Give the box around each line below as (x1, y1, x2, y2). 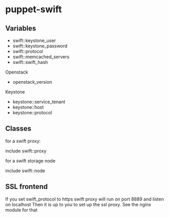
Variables (5, 24, 37, 33)
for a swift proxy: (5, 138, 41, 144)
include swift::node (5, 167, 45, 174)
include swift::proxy (5, 148, 47, 154)
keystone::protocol (12, 110, 52, 115)
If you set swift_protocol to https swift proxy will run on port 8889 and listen (5, 196, 164, 202)
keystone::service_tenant (12, 99, 66, 105)
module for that (5, 207, 38, 213)
